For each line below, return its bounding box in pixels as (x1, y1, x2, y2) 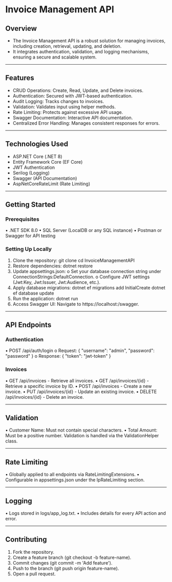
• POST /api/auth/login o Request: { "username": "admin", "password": (5, 347, 155, 354)
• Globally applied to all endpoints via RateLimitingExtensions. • (5, 471, 140, 478)
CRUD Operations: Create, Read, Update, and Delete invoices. (12, 87, 143, 93)
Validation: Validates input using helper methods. (12, 104, 116, 110)
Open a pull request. (12, 571, 56, 577)
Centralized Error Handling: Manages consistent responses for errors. (12, 120, 160, 126)
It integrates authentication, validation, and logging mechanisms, (12, 49, 149, 54)
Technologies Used (5, 140, 68, 148)
